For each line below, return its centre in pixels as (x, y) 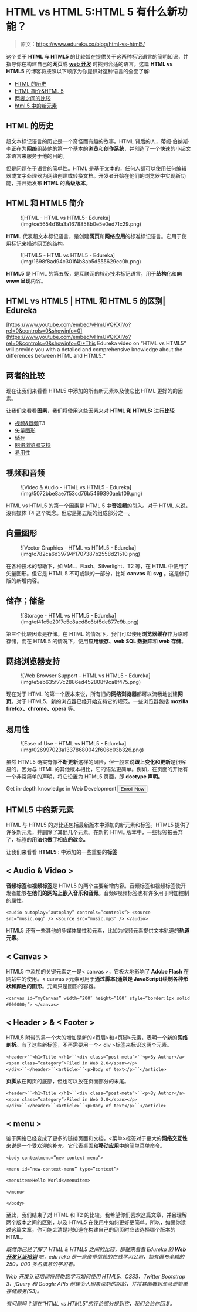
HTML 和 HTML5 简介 (45, 203)
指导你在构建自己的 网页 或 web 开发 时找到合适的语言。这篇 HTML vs (89, 64)
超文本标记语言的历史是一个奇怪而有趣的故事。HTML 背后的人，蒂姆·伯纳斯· (98, 141)
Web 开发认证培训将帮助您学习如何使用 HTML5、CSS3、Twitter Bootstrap (96, 1277)
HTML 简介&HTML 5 (39, 91)
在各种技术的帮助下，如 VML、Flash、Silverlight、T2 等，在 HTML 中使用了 (98, 566)
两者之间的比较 (33, 98)
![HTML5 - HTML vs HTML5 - (56, 255)
